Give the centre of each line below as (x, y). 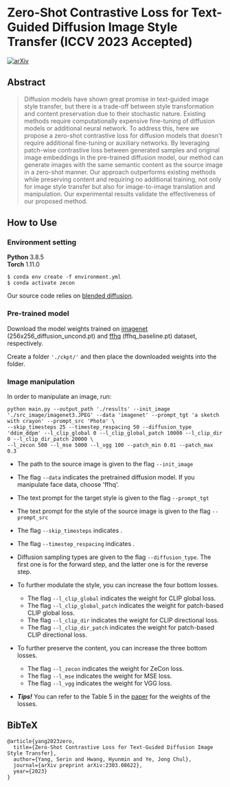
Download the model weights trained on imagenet (78, 328)
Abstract (26, 83)
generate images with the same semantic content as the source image (123, 164)
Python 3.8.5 (26, 257)
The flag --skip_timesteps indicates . (70, 531)
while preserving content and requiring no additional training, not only (123, 179)
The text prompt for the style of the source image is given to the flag (114, 511)
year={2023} (31, 771)
